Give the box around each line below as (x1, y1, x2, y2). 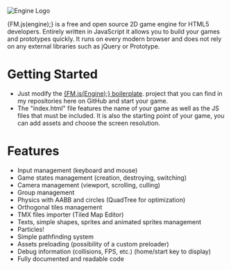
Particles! (17, 225, 45, 233)
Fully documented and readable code (17, 254, 125, 263)
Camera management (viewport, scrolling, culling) (17, 180, 161, 189)
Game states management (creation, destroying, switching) (17, 174, 187, 182)
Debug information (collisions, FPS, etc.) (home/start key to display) (17, 247, 212, 255)
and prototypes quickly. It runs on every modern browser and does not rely (7, 35, 222, 43)
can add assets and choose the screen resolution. (17, 119, 160, 127)
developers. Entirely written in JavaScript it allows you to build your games (7, 28, 221, 35)
